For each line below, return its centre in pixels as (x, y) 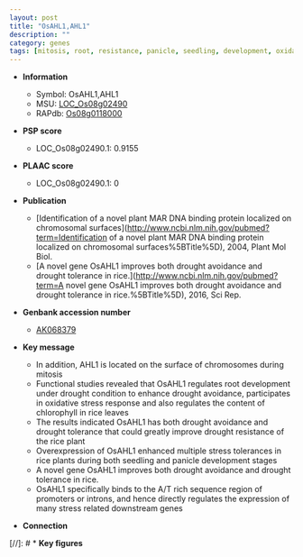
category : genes (40, 43)
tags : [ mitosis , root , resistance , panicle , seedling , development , (141, 51)
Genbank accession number (76, 313)
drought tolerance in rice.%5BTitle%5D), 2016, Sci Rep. (138, 295)
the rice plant (60, 442)
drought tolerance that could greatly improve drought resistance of (160, 432)
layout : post (34, 18)
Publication (44, 201)
